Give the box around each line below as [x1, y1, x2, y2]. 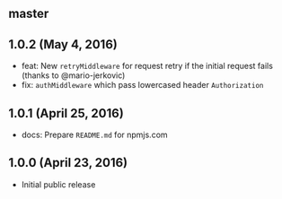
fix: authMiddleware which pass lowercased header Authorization [21, 80, 264, 91]
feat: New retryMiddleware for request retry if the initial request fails [21, 61, 273, 72]
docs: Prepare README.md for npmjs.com [21, 129, 168, 141]
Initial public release [21, 178, 96, 190]
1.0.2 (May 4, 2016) [8, 37, 118, 52]
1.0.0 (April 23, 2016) [8, 155, 128, 170]
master [8, 6, 49, 22]
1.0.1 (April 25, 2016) [8, 106, 125, 121]
